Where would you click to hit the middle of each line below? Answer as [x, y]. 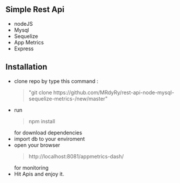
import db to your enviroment [49, 139]
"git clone [40, 92]
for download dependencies [48, 132]
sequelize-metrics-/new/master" [68, 98]
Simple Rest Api [35, 10]
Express [24, 49]
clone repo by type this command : [56, 81]
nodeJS [23, 23]
